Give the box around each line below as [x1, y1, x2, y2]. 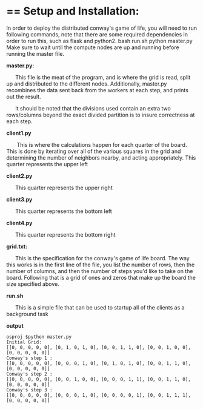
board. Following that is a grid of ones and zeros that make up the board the [6, 274, 196, 281]
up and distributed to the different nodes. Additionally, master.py [6, 80, 167, 87]
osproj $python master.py [6, 334, 72, 340]
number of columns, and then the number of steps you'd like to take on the [6, 267, 193, 274]
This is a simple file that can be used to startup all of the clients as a [15, 303, 185, 311]
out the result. [6, 93, 41, 100]
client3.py [6, 195, 33, 203]
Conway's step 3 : [6, 387, 53, 393]
